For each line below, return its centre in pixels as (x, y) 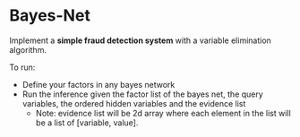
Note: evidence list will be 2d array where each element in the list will (163, 113)
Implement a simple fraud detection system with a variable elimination (140, 40)
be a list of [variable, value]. (87, 123)
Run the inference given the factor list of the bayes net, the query (143, 94)
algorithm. (28, 49)
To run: (22, 67)
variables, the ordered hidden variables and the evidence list (134, 103)
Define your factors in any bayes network (99, 84)
